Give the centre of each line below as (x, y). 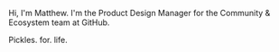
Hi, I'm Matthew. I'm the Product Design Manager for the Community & (139, 13)
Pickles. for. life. (38, 40)
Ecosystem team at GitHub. (59, 22)
